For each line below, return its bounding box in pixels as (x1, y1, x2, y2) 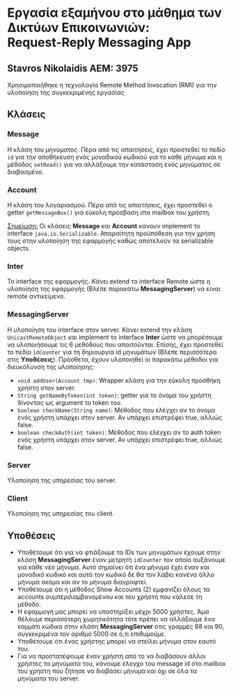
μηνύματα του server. (17, 674, 80, 682)
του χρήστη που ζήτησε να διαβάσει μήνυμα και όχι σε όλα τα (17, 667, 198, 675)
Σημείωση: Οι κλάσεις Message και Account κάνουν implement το (7, 221, 200, 230)
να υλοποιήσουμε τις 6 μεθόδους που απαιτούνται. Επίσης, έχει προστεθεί (7, 340, 224, 348)
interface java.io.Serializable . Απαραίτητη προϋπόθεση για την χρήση (7, 229, 216, 237)
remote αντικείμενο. (7, 292, 66, 301)
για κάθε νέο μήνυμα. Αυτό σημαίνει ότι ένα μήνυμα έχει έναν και (17, 563, 210, 571)
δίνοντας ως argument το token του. (17, 398, 123, 406)
